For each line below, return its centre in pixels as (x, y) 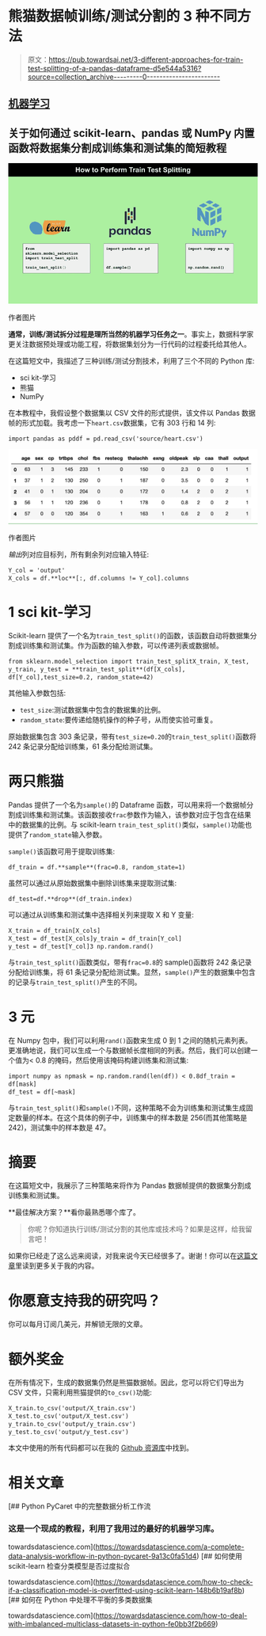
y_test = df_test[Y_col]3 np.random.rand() (81, 946)
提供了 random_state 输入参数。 (57, 834)
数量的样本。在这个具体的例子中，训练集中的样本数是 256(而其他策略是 (131, 1117)
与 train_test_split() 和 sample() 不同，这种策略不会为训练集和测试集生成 (127, 1107)
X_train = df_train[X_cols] (55, 930)
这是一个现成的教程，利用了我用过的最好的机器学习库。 (114, 1529)
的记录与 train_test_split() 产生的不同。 (75, 982)
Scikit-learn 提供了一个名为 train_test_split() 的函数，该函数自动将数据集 (129, 635)
